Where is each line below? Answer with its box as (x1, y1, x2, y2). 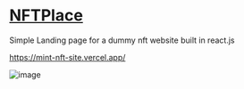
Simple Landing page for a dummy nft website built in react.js (9, 35, 235, 45)
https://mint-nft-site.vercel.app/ (9, 52, 126, 62)
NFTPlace (9, 5, 83, 26)
